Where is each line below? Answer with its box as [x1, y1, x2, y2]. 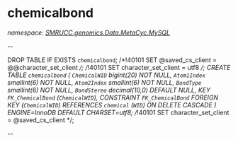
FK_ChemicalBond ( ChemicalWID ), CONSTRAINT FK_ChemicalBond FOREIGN [7, 93, 219, 102]
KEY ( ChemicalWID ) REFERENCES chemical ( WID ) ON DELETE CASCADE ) [7, 100, 217, 109]
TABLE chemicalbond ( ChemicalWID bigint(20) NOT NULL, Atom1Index [7, 71, 206, 79]
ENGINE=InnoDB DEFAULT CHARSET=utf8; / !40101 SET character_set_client [7, 108, 229, 117]
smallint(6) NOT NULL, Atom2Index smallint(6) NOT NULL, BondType [7, 78, 202, 86]
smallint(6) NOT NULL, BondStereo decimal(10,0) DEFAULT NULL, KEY [7, 85, 211, 94]
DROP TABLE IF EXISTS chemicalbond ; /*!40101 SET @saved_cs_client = [7, 55, 217, 64]
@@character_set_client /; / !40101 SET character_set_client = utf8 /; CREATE [7, 63, 231, 71]
